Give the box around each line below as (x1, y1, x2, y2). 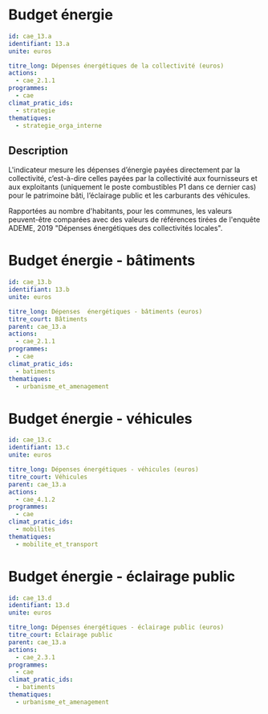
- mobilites (15, 525, 56, 533)
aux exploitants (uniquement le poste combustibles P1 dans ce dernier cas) (8, 183, 257, 192)
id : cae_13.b (8, 278, 52, 286)
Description (8, 143, 68, 158)
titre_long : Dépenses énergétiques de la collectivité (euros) (8, 62, 225, 70)
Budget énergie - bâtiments (8, 252, 196, 270)
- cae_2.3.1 (15, 653, 56, 661)
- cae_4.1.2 (15, 495, 56, 503)
